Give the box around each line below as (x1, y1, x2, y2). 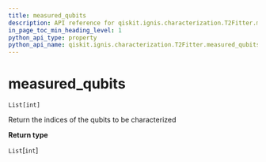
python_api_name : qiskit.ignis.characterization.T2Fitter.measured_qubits (8, 41, 260, 49)
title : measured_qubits (8, 11, 87, 20)
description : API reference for (8, 19, 115, 27)
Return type (8, 130, 49, 140)
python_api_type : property (8, 33, 97, 42)
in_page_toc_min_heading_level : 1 (8, 26, 123, 34)
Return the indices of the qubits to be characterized (8, 115, 177, 125)
